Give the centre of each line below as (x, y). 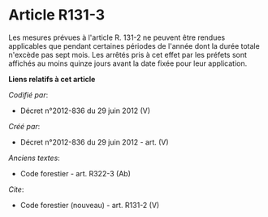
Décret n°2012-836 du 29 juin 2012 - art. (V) (94, 142)
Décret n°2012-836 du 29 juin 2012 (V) (85, 111)
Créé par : (24, 126)
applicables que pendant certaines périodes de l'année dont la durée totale (134, 46)
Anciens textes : (35, 158)
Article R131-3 (57, 15)
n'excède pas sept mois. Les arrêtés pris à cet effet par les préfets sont (128, 54)
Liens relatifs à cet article (52, 79)
